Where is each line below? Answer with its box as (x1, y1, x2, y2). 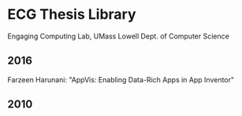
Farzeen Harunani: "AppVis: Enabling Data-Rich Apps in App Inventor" (7, 74, 234, 84)
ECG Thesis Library (7, 5, 136, 24)
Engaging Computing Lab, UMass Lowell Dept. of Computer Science (7, 31, 229, 41)
